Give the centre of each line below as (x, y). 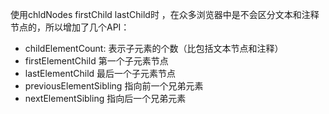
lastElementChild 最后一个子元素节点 (100, 73)
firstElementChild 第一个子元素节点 (96, 61)
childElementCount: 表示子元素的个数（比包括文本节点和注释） (154, 48)
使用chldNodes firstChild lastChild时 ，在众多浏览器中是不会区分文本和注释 (165, 14)
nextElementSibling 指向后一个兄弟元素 (105, 98)
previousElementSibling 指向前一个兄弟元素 (114, 86)
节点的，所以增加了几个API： (70, 27)
